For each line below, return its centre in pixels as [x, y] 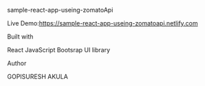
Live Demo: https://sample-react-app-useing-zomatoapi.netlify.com [102, 23]
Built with [20, 36]
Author [17, 63]
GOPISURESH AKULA [38, 76]
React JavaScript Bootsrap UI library [59, 50]
